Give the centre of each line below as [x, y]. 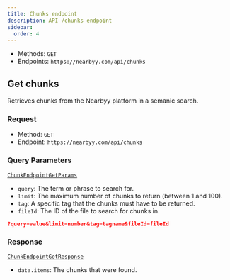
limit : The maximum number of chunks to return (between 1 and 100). [120, 196]
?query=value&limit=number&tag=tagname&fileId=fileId [88, 224]
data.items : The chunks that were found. [77, 269]
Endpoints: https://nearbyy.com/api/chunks [82, 62]
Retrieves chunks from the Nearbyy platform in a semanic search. [103, 101]
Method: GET [35, 135]
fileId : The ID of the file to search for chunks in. [88, 211]
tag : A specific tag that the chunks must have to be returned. [107, 203]
